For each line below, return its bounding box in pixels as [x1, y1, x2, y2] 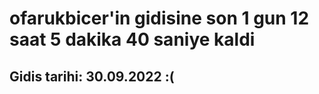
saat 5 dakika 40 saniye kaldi [9, 28, 256, 51]
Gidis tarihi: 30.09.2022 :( [9, 68, 175, 85]
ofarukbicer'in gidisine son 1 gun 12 [9, 7, 310, 30]
